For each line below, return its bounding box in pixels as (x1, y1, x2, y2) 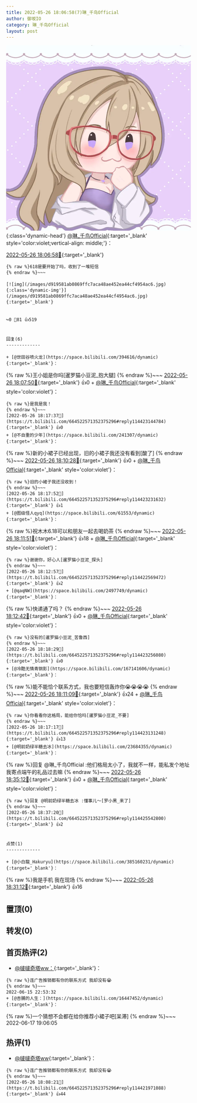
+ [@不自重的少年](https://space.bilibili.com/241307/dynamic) (6, 433, 158, 438)
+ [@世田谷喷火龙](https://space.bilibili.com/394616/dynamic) (6, 354, 158, 360)
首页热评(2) (6, 948, 48, 958)
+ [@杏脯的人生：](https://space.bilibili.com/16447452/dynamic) (6, 995, 164, 1001)
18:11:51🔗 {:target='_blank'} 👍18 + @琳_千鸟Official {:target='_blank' (13, 535, 175, 542)
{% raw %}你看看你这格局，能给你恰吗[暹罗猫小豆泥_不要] (6, 713, 130, 719)
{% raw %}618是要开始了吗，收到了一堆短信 (6, 264, 99, 270)
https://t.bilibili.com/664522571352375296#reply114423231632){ (6, 497, 167, 503)
